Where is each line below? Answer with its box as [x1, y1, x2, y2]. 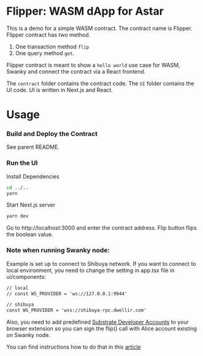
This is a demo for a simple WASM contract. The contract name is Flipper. [6, 25, 193, 32]
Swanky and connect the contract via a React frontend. [6, 67, 146, 75]
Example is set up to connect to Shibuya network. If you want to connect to [6, 260, 196, 267]
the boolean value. [6, 231, 53, 238]
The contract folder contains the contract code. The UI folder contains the [6, 80, 194, 87]
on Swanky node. [6, 331, 51, 339]
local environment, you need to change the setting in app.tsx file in [6, 267, 175, 274]
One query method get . [15, 49, 75, 56]
